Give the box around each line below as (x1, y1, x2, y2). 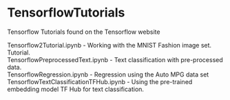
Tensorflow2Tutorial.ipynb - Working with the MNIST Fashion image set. (7, 41, 212, 49)
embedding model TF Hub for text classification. (7, 85, 145, 93)
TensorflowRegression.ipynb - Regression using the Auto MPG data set (7, 70, 209, 79)
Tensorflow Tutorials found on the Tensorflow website (7, 28, 160, 36)
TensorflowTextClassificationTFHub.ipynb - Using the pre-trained (7, 77, 193, 86)
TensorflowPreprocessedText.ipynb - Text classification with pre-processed (7, 55, 223, 63)
